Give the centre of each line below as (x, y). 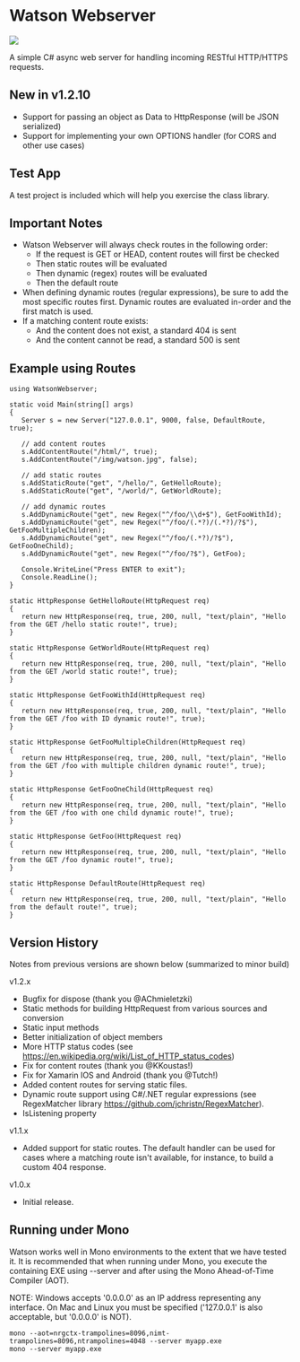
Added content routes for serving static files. (105, 1085)
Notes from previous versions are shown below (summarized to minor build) (150, 964)
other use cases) (53, 145)
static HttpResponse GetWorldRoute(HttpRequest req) (110, 648)
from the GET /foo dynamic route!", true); (92, 860)
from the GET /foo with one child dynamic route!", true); (122, 813)
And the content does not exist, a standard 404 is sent (136, 331)
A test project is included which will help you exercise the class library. (140, 195)
